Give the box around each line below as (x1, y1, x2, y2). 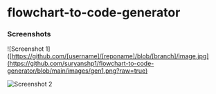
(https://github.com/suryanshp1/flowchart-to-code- (7, 60, 154, 68)
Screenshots (7, 30, 51, 39)
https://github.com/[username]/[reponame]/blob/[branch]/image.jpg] (11, 52, 209, 60)
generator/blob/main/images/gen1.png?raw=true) (7, 67, 148, 75)
